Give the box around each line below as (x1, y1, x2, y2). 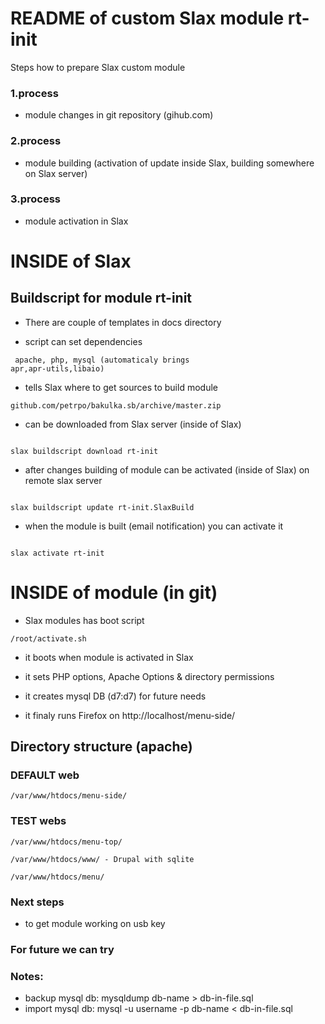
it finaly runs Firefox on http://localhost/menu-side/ (24, 709, 236, 721)
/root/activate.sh (10, 633, 87, 644)
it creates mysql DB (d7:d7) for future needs (24, 690, 207, 702)
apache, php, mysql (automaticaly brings (14, 355, 190, 365)
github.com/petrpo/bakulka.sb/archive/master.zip (10, 400, 222, 411)
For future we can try (10, 942, 115, 956)
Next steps (10, 895, 65, 909)
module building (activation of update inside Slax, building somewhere (24, 157, 315, 169)
